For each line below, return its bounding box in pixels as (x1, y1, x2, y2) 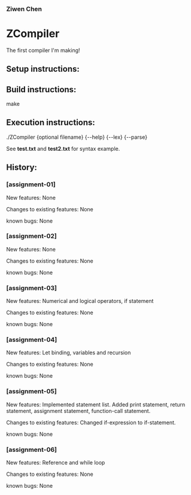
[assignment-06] (6, 445, 57, 454)
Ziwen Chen (6, 5, 43, 13)
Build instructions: (6, 84, 77, 95)
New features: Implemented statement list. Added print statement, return (6, 400, 186, 408)
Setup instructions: (6, 64, 80, 74)
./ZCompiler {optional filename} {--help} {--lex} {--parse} (6, 133, 148, 141)
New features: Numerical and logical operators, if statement (6, 297, 154, 305)
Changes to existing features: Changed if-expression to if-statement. (6, 418, 176, 426)
